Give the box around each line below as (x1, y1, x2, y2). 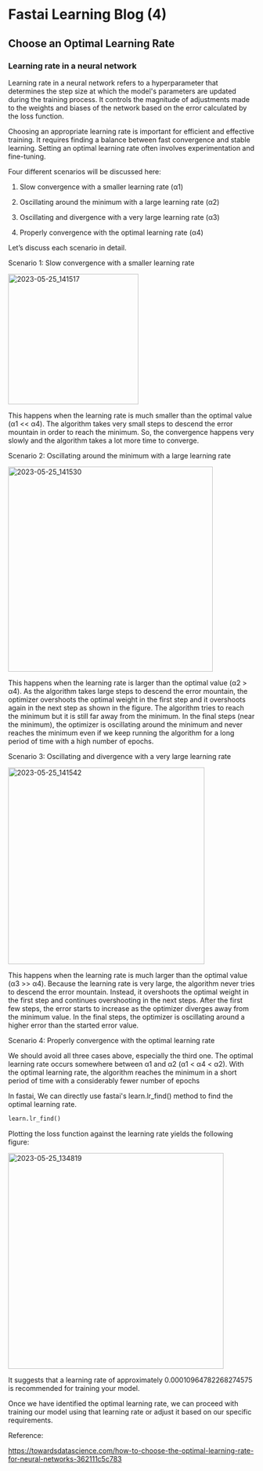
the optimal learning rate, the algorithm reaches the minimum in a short (8, 1068, 237, 1077)
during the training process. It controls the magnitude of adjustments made (8, 94, 250, 104)
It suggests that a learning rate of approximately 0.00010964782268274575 (8, 1375, 253, 1385)
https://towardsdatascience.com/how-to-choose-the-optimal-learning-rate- (8, 1446, 254, 1455)
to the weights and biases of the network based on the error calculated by (8, 103, 247, 112)
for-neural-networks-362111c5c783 (8, 1454, 122, 1463)
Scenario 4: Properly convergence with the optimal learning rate (8, 1035, 215, 1045)
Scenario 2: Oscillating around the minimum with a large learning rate (8, 451, 231, 460)
